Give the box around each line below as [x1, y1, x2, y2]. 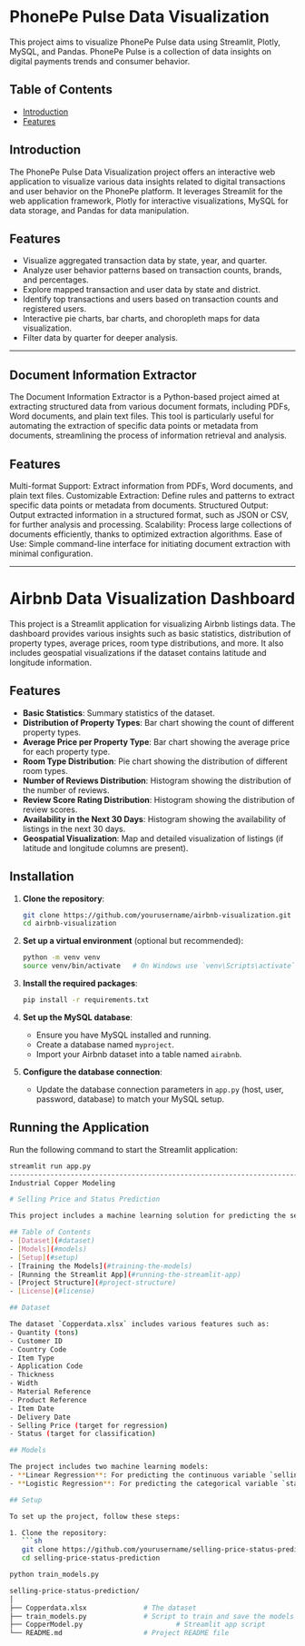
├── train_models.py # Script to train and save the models [9, 1611, 295, 1621]
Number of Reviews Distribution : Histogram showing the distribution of [22, 775, 292, 786]
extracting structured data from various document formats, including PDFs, [9, 402, 290, 412]
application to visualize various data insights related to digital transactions [9, 175, 286, 187]
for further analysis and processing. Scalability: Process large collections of [9, 520, 292, 530]
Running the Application [9, 1120, 150, 1135]
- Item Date [9, 1403, 54, 1413]
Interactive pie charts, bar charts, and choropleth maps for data [22, 313, 261, 324]
